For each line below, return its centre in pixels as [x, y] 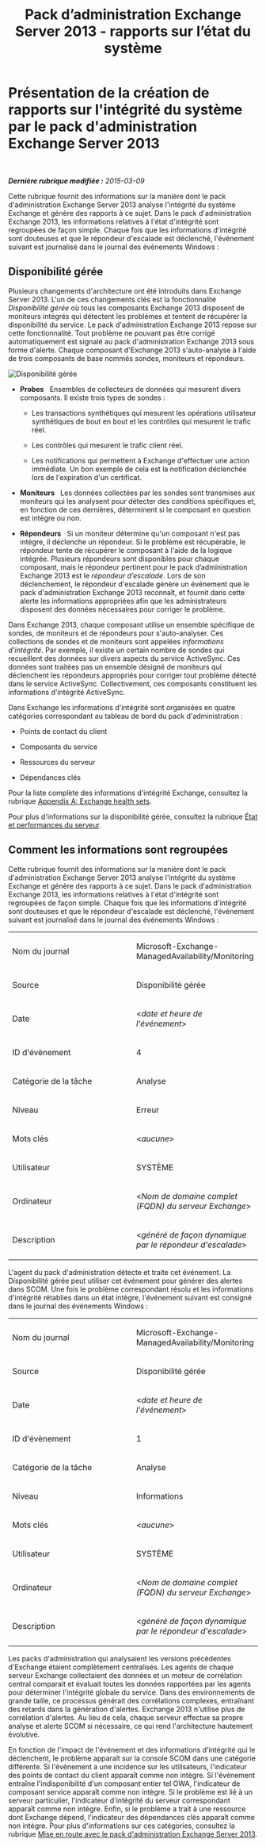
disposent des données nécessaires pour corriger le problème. [122, 609]
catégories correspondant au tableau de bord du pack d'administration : [126, 716]
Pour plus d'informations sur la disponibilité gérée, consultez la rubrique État [133, 816]
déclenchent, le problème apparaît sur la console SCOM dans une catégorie [132, 1758]
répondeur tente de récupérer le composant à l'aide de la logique [126, 550]
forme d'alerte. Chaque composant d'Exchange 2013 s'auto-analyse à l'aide [132, 350]
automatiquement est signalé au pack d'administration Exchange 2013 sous [131, 341]
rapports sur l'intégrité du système [125, 110]
